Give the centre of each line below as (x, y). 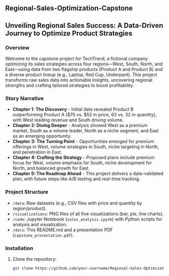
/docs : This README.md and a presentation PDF (63, 230)
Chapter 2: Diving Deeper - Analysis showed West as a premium (80, 125)
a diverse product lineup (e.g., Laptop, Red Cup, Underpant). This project (81, 75)
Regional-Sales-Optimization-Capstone (69, 8)
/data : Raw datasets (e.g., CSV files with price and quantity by (77, 203)
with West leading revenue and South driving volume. (68, 120)
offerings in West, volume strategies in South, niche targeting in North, (86, 147)
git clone (23, 268)
